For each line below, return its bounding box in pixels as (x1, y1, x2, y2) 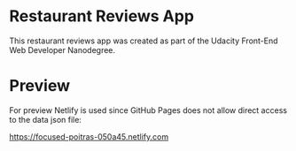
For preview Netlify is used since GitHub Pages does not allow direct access (9, 104, 288, 116)
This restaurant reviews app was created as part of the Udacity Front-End (9, 35, 278, 46)
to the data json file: (9, 114, 82, 125)
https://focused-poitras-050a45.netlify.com (9, 131, 169, 142)
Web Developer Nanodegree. (9, 44, 116, 55)
